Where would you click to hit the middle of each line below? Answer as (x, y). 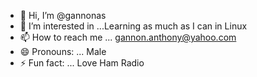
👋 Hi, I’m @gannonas (63, 15)
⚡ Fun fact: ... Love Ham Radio (82, 63)
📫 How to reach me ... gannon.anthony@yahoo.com (128, 37)
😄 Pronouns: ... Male (63, 51)
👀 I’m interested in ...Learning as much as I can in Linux (133, 26)
